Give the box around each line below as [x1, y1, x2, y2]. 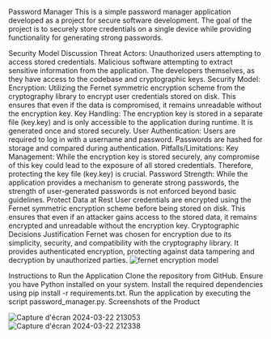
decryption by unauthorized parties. [8, 255, 128, 264]
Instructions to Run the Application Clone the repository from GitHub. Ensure [8, 271, 264, 281]
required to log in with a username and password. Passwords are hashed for [8, 135, 263, 144]
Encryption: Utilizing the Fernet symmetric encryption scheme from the [8, 83, 245, 92]
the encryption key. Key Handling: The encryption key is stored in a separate [8, 109, 263, 118]
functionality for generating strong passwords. [8, 32, 163, 42]
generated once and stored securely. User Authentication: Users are [8, 126, 236, 135]
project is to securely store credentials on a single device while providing [8, 24, 252, 33]
